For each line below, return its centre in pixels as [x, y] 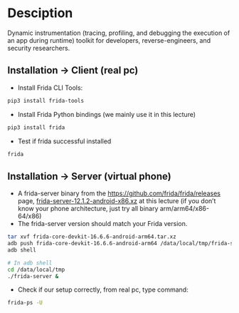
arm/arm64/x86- [185, 209]
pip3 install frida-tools [46, 101]
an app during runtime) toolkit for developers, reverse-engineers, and [109, 40]
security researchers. [39, 48]
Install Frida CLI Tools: [50, 88]
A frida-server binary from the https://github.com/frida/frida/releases [119, 193]
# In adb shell [30, 263]
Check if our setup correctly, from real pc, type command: [103, 289]
